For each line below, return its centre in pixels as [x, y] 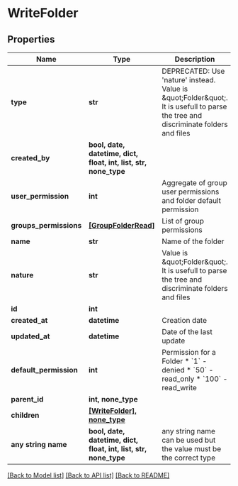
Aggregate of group [195, 183]
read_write [179, 388]
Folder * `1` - [185, 361]
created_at [29, 320]
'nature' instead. [189, 80]
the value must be [192, 449]
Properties [31, 39]
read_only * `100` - [195, 379]
